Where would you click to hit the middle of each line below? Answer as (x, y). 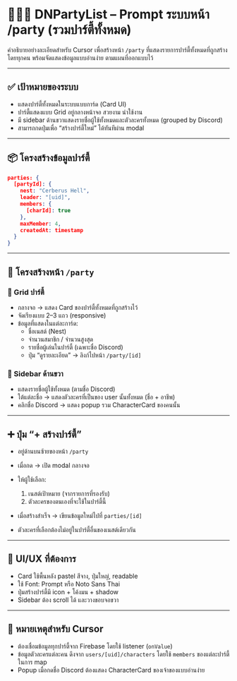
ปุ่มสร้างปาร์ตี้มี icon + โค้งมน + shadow (68, 591)
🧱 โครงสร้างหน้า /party (51, 272)
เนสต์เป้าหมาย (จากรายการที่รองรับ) (69, 493)
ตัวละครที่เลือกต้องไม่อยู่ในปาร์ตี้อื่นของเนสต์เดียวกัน (77, 529)
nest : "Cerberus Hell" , (55, 191)
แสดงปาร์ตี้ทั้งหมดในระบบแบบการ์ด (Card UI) (72, 104)
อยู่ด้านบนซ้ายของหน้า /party (53, 451)
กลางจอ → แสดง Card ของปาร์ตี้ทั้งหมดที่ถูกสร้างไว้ (78, 307)
